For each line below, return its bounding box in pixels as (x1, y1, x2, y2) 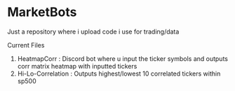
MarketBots (7, 4, 77, 20)
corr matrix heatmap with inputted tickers (17, 62, 137, 70)
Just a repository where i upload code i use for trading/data (7, 27, 180, 36)
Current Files (7, 41, 45, 49)
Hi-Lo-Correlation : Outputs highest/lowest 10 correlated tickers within (17, 69, 221, 78)
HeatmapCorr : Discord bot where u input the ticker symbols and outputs (17, 54, 228, 63)
